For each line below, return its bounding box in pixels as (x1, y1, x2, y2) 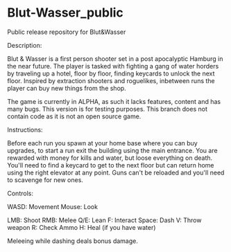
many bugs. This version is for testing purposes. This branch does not (7, 105, 208, 113)
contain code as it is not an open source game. (7, 112, 142, 120)
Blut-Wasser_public (7, 5, 123, 21)
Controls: (7, 189, 33, 197)
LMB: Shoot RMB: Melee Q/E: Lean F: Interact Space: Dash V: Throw (7, 216, 202, 224)
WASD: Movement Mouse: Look (7, 202, 99, 210)
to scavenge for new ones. (7, 175, 83, 184)
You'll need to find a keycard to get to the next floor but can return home (7, 161, 214, 169)
